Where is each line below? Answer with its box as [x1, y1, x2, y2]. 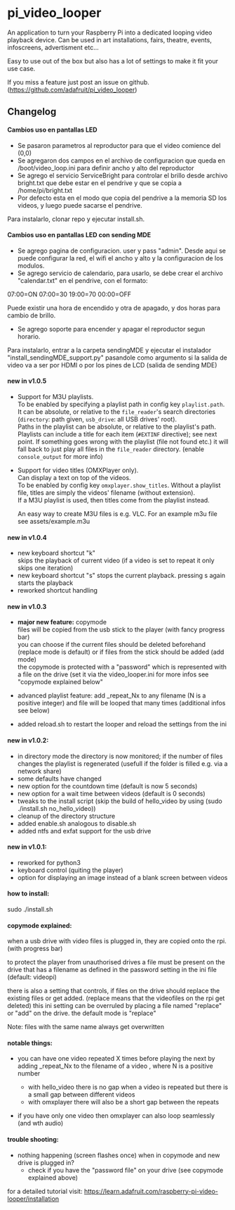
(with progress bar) [7, 945, 63, 953]
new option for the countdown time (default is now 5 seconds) [17, 781, 198, 790]
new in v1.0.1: [7, 843, 47, 851]
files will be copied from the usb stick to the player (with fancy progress [17, 625, 225, 634]
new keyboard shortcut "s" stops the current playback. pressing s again [17, 572, 226, 580]
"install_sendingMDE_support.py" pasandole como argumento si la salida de [7, 353, 228, 362]
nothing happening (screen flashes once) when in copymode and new [17, 1151, 220, 1159]
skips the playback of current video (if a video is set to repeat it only [17, 556, 215, 565]
